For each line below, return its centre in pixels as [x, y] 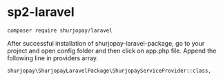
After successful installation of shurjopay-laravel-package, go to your [106, 43]
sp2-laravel [41, 12]
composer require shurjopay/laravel [60, 30]
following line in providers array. [53, 58]
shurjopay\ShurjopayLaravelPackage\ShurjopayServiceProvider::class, [109, 71]
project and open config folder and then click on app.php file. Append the [112, 51]
